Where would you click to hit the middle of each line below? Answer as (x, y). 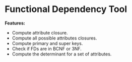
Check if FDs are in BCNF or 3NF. (47, 48)
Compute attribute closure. (40, 32)
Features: (15, 23)
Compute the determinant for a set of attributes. (62, 54)
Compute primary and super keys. (47, 43)
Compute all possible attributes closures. (54, 38)
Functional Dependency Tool (66, 9)
